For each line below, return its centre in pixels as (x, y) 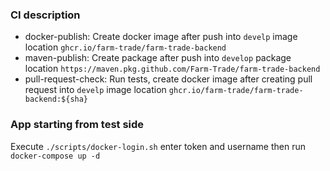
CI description (45, 15)
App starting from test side (77, 125)
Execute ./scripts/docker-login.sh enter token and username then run (158, 146)
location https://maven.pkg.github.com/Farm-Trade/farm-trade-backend (172, 69)
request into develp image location (95, 90)
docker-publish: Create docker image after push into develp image (161, 37)
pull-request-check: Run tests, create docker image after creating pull (168, 79)
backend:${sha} (56, 99)
